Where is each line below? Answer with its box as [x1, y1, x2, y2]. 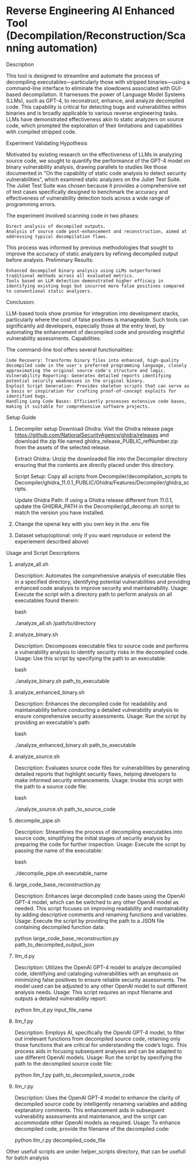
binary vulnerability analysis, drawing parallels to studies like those [6, 163, 167, 170]
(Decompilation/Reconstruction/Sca [6, 29, 186, 42]
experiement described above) [14, 538, 89, 545]
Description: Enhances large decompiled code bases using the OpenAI [14, 892, 185, 899]
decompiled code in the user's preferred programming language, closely [6, 362, 187, 368]
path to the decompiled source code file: [14, 1060, 113, 1067]
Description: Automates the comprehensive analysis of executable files [14, 572, 186, 579]
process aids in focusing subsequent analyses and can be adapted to [14, 1047, 183, 1055]
